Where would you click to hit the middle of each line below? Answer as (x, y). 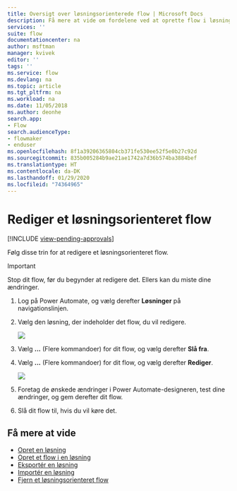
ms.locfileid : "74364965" (45, 184)
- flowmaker (25, 138)
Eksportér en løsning (48, 465)
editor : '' (23, 60)
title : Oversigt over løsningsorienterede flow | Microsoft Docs (105, 14)
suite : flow (25, 34)
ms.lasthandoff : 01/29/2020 (49, 178)
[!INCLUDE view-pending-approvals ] (61, 239)
